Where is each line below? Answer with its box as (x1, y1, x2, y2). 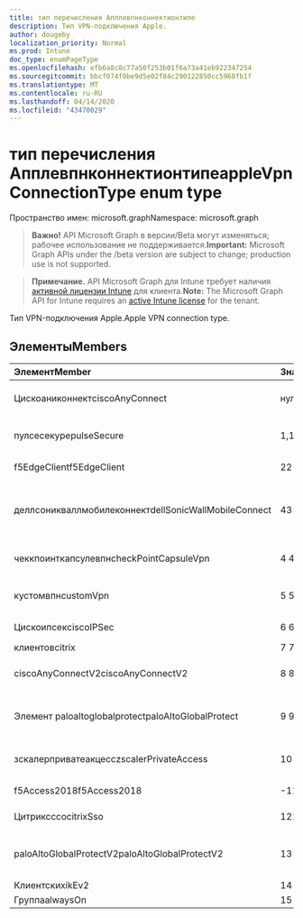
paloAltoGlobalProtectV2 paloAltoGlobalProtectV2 (14, 848, 224, 859)
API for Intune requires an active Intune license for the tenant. (31, 295, 261, 307)
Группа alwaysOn (14, 894, 87, 906)
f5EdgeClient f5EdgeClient (14, 461, 125, 473)
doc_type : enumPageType (9, 55, 99, 64)
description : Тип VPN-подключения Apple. (9, 22, 168, 31)
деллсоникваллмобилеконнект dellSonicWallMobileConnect (14, 504, 272, 516)
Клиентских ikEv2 (14, 879, 89, 891)
